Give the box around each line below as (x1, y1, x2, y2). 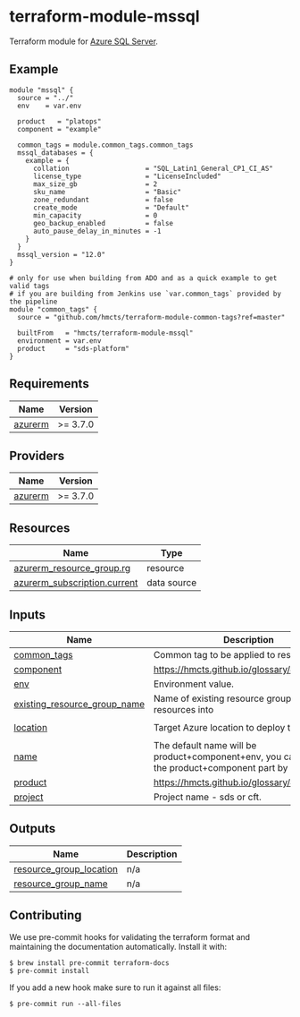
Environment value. (153, 678, 235, 690)
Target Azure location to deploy (153, 722, 286, 733)
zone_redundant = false (32, 195, 174, 204)
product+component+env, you (153, 750, 282, 763)
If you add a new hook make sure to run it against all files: (9, 982, 221, 993)
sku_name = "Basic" (32, 187, 181, 196)
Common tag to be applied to (153, 649, 276, 661)
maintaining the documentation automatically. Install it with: (9, 941, 228, 952)
